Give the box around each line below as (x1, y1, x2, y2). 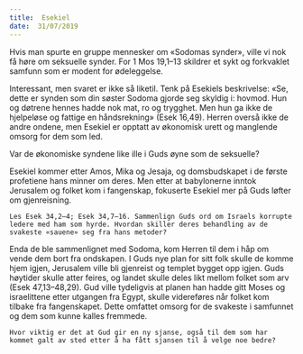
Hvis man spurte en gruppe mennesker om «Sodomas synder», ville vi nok (9, 46, 287, 57)
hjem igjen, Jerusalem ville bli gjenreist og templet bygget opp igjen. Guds (9, 262, 284, 273)
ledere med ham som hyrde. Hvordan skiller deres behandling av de (9, 220, 269, 229)
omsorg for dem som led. (9, 131, 104, 141)
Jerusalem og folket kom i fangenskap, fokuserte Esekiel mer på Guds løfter (9, 185, 291, 195)
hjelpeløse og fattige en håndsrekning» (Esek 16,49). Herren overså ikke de (9, 112, 289, 123)
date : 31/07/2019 (9, 22, 78, 31)
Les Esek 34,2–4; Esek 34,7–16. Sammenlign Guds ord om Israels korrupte (9, 212, 293, 221)
